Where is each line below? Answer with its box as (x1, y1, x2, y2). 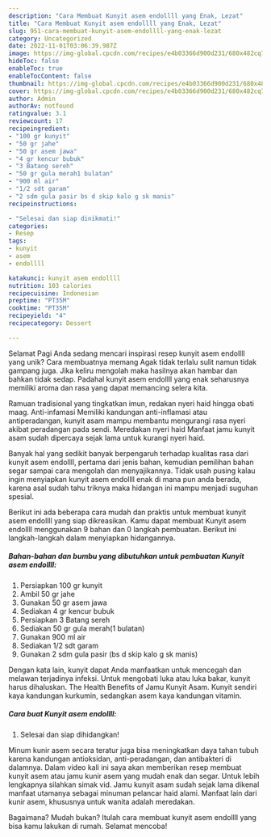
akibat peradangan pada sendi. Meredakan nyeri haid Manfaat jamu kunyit (8, 424, 256, 433)
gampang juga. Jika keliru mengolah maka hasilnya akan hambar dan (8, 366, 238, 375)
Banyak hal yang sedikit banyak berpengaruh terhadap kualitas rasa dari (8, 448, 248, 458)
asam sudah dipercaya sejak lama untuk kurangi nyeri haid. (8, 433, 206, 442)
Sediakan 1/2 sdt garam (19, 640, 99, 650)
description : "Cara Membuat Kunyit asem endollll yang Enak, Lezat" (8, 11, 244, 20)
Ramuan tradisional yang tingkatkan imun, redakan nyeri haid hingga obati (8, 398, 254, 408)
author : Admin (8, 95, 56, 103)
